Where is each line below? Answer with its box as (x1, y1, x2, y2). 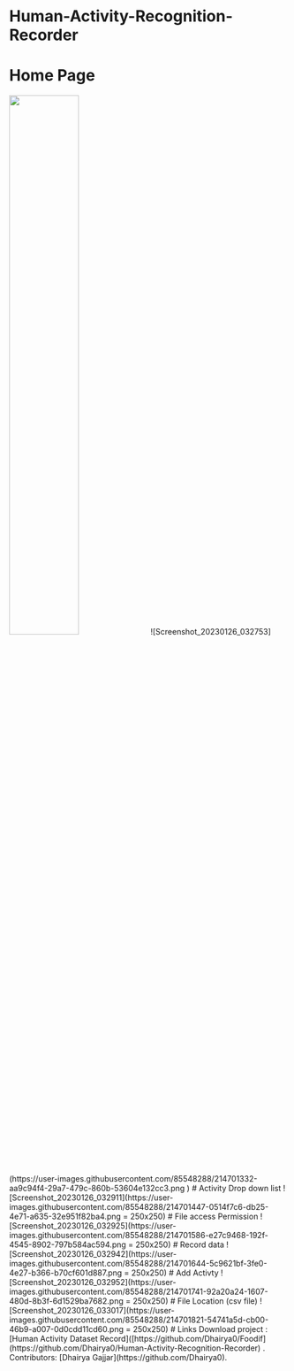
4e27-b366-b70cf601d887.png (9, 1267, 123, 1278)
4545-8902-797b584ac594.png (9, 1239, 126, 1250)
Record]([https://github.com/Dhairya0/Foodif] (100, 1334, 267, 1344)
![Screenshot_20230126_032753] (149, 627, 271, 637)
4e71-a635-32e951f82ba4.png (9, 1211, 122, 1222)
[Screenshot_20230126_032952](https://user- (9, 1277, 177, 1288)
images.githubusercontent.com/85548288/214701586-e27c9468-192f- (9, 1230, 269, 1241)
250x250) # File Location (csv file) (132, 1296, 258, 1306)
